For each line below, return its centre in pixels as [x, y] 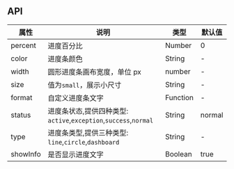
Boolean [179, 154]
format [22, 97]
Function [179, 97]
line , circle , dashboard [84, 142]
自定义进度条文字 [76, 98]
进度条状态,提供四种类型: [88, 111]
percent [24, 45]
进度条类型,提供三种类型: [88, 133]
